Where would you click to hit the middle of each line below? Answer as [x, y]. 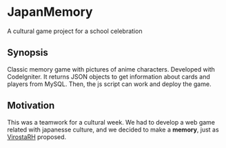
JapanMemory [50, 12]
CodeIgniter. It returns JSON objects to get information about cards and [109, 76]
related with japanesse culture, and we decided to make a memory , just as [113, 129]
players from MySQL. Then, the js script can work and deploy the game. [109, 84]
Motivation [31, 106]
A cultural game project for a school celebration [75, 31]
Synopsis [28, 53]
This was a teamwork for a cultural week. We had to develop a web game [111, 122]
